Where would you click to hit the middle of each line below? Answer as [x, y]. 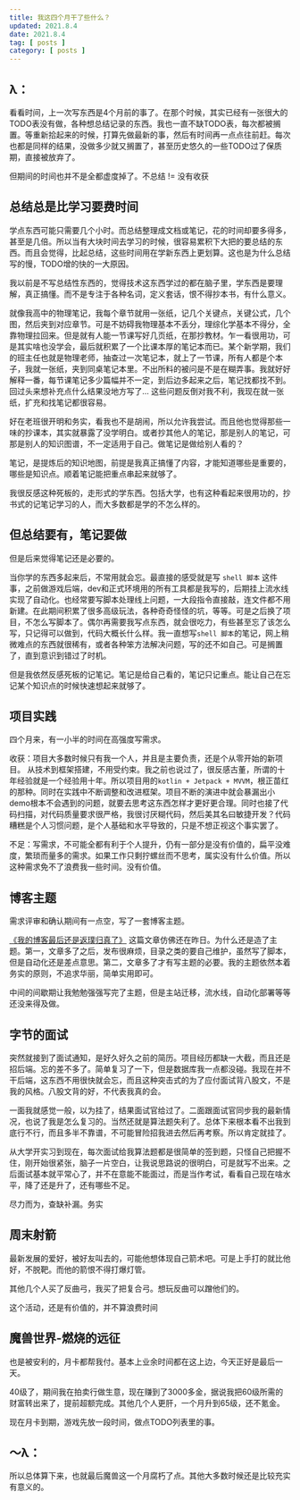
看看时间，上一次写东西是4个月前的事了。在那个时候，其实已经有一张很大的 [149, 112]
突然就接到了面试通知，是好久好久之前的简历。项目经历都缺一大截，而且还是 [150, 1058]
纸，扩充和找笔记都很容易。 [60, 402]
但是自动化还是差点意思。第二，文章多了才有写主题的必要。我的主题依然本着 [150, 963]
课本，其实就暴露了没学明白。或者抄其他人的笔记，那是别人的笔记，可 [162, 432]
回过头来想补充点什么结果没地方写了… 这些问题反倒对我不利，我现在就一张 [147, 391]
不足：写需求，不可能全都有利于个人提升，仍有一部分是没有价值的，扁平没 [146, 845]
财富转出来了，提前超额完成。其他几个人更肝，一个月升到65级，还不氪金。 [147, 1403]
